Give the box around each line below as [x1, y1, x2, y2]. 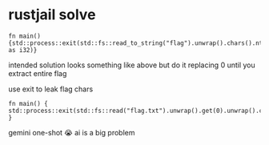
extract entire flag [8, 68, 67, 78]
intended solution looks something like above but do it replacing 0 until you [8, 60, 256, 70]
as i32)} [8, 46, 38, 54]
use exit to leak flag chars [8, 84, 94, 94]
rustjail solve [8, 6, 96, 24]
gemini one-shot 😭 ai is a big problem [8, 127, 135, 137]
